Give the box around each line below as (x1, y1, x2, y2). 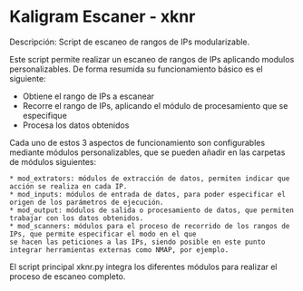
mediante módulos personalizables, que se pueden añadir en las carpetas (9, 147, 286, 158)
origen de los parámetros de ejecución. (9, 198, 165, 207)
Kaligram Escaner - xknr (9, 6, 196, 27)
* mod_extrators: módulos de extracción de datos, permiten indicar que (9, 174, 290, 183)
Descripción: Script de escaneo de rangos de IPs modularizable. (9, 36, 250, 47)
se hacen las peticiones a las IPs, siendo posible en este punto (9, 238, 266, 247)
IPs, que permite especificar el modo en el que (9, 229, 197, 238)
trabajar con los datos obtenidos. (9, 213, 144, 223)
